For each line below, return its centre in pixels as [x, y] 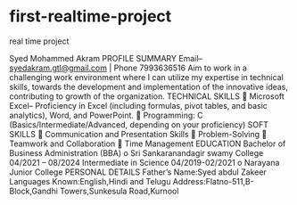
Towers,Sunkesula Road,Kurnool [119, 191]
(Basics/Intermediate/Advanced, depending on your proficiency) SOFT [139, 124]
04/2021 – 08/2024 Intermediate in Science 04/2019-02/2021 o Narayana [144, 162]
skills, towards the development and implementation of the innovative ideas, [148, 86]
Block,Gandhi [33, 191]
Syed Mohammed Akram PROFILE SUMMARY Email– [106, 58]
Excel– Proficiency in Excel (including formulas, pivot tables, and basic [138, 105]
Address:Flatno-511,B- [213, 181]
